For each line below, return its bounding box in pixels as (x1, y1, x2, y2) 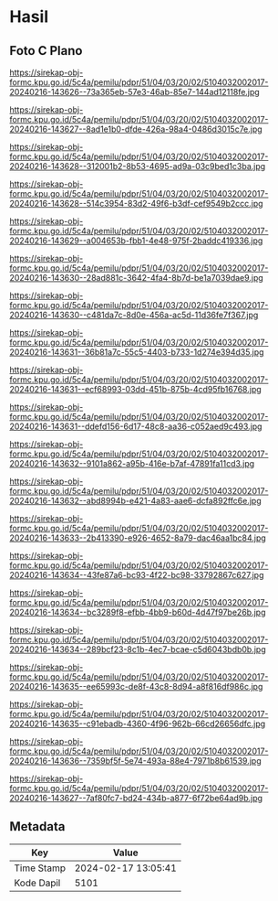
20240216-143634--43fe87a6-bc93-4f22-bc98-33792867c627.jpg (9, 570, 264, 580)
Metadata (9, 819, 66, 834)
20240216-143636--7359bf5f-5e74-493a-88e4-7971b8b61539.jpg (9, 756, 262, 766)
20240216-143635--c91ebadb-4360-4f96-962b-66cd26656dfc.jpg (9, 718, 266, 729)
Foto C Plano (9, 43, 83, 59)
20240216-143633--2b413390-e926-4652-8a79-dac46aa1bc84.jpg (9, 532, 266, 543)
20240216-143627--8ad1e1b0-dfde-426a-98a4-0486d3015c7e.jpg (9, 123, 263, 134)
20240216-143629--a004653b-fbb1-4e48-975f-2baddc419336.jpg (9, 235, 263, 246)
